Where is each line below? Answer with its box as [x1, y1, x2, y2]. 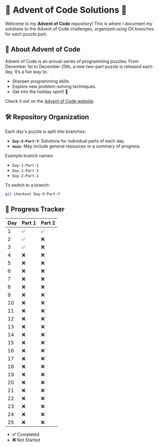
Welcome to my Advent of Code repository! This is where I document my [5, 21, 153, 26]
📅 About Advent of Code [5, 45, 81, 53]
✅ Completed [12, 431, 40, 438]
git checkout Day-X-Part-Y [5, 191, 60, 197]
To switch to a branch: [5, 182, 50, 188]
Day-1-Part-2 [12, 168, 39, 173]
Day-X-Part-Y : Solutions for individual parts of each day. [12, 138, 125, 144]
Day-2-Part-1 [12, 174, 39, 178]
